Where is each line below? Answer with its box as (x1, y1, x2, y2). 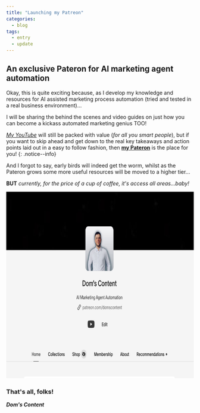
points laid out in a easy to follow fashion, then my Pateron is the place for (6, 144, 189, 151)
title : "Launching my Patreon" (6, 10, 84, 16)
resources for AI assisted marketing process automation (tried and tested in (6, 95, 192, 103)
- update (11, 41, 33, 47)
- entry (11, 35, 31, 41)
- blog (11, 22, 28, 28)
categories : (6, 16, 36, 22)
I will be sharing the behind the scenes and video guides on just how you (6, 113, 185, 121)
